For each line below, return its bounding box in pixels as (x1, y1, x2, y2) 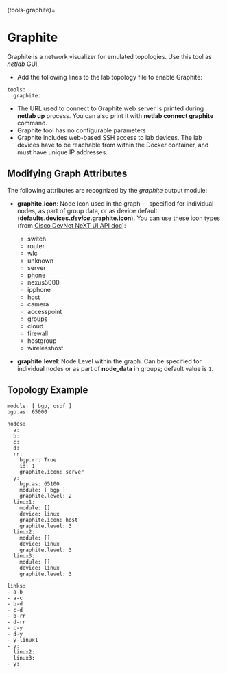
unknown (27, 256, 53, 265)
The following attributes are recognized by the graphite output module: (7, 186, 208, 194)
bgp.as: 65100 (19, 480, 60, 488)
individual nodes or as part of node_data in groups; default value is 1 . (16, 364, 214, 372)
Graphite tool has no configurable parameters (16, 126, 146, 134)
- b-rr (7, 612, 26, 619)
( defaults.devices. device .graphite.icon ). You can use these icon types (16, 214, 221, 222)
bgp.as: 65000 (7, 408, 48, 416)
